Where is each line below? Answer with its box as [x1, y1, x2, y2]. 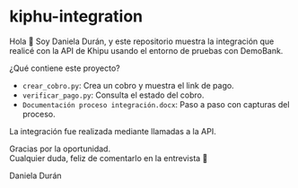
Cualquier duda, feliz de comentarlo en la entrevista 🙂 [9, 152, 208, 163]
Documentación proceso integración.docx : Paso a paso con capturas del [22, 98, 290, 109]
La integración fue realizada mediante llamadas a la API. [9, 125, 217, 136]
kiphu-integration [9, 6, 144, 27]
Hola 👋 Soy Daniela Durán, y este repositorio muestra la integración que [9, 36, 275, 47]
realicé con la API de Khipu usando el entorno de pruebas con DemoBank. [9, 45, 284, 56]
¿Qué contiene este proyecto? [9, 63, 120, 73]
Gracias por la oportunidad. [9, 143, 110, 154]
